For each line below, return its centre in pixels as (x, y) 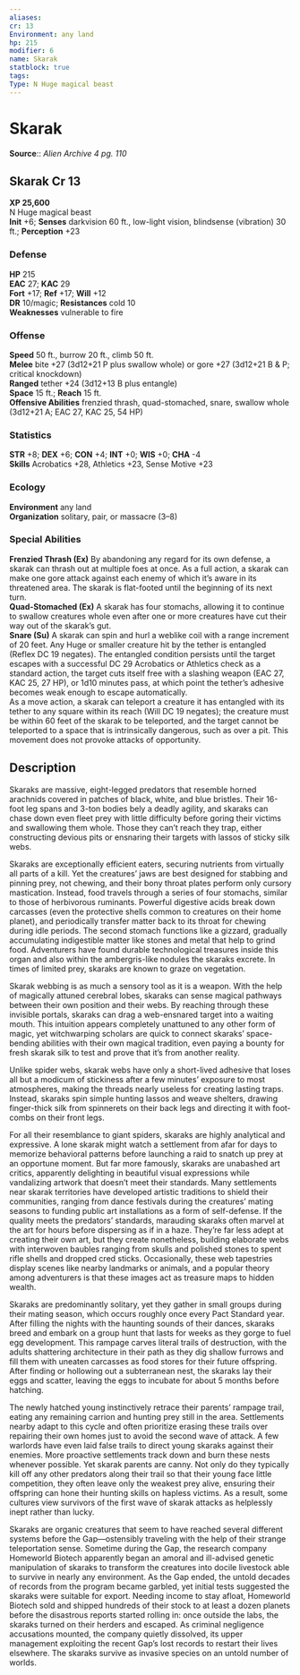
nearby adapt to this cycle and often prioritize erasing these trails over (139, 1426)
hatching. (27, 1389)
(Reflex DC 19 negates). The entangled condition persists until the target (142, 654)
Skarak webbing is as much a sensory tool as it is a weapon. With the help (146, 986)
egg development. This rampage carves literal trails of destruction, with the (148, 1342)
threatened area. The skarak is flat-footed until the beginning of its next (141, 587)
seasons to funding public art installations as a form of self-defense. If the (146, 1210)
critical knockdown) (46, 373)
